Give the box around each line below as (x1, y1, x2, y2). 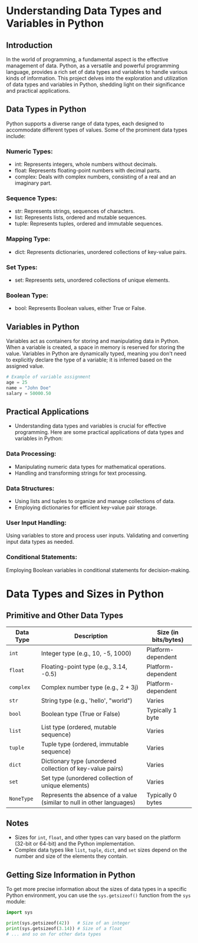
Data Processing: (6, 450, 57, 458)
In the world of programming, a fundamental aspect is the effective (6, 56, 169, 63)
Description (74, 632, 108, 640)
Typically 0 (146, 791, 177, 799)
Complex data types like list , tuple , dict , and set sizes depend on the (14, 846, 187, 854)
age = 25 (6, 379, 28, 385)
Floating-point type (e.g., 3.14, (41, 663, 128, 671)
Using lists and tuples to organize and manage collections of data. (14, 498, 176, 505)
